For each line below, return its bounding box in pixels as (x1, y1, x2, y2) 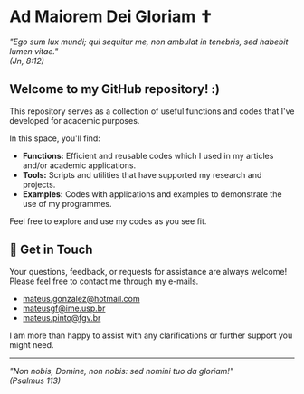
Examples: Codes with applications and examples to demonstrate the (22, 188, 282, 200)
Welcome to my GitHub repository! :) (9, 81, 220, 97)
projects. (22, 179, 56, 190)
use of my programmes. (22, 198, 112, 209)
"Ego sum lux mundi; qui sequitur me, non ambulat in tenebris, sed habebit (9, 36, 289, 47)
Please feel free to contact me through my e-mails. (9, 276, 199, 286)
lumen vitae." (9, 45, 59, 56)
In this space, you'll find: (9, 133, 101, 144)
